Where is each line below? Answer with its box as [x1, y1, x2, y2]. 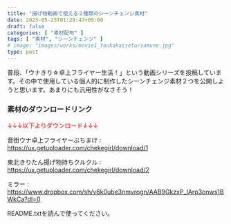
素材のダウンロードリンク [7, 104, 93, 114]
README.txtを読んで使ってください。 [7, 210, 114, 218]
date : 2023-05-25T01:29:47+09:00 [7, 17, 104, 23]
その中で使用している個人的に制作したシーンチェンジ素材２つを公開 [18, 77, 212, 85]
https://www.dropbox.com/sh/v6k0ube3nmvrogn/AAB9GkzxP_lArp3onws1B [7, 187, 224, 196]
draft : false [7, 23, 45, 30]
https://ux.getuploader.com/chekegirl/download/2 [7, 166, 150, 174]
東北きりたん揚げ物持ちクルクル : [7, 158, 102, 166]
